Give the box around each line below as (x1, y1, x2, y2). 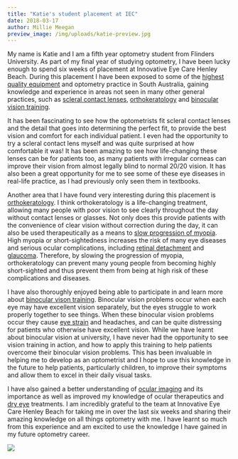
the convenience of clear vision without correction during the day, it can (7, 221, 218, 230)
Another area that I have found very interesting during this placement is (7, 191, 217, 199)
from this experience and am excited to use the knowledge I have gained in (7, 423, 227, 431)
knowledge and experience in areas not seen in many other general (7, 88, 205, 96)
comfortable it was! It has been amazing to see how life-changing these (7, 147, 217, 155)
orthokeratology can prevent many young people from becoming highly (7, 259, 217, 268)
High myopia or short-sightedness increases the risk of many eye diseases (7, 236, 227, 245)
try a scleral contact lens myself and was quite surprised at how (7, 139, 195, 148)
